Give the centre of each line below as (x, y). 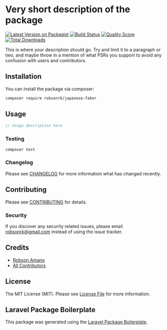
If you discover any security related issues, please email (64, 226)
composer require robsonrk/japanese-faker (51, 98)
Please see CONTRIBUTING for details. (46, 202)
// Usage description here (34, 126)
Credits (17, 248)
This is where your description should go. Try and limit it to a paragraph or (83, 49)
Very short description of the (68, 9)
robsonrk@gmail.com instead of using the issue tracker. (64, 232)
